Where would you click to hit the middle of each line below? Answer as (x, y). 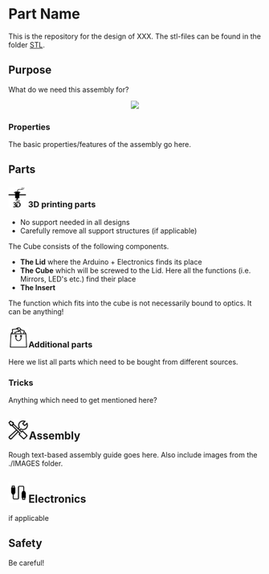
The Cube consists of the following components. (89, 246)
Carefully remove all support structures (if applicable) (108, 231)
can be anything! (36, 311)
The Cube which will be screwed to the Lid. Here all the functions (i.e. (135, 270)
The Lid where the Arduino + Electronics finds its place (111, 261)
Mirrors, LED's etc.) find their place (78, 279)
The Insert (38, 287)
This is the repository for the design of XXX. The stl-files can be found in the (134, 36)
